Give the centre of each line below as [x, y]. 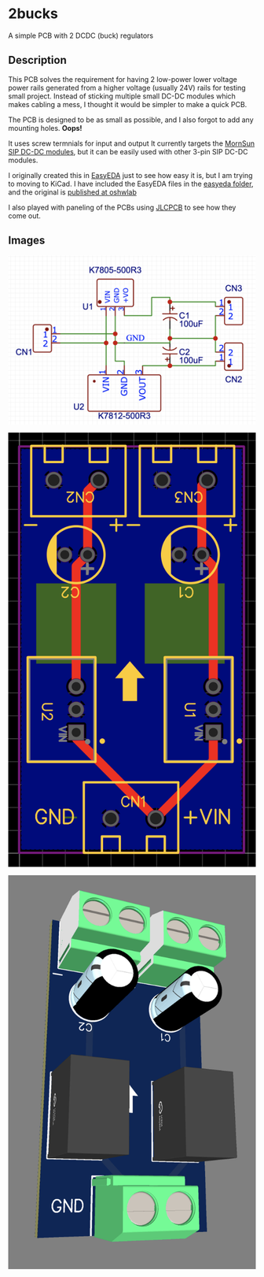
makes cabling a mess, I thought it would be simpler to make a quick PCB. [128, 104]
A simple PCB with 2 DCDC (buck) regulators [81, 35]
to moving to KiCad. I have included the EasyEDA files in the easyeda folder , [131, 184]
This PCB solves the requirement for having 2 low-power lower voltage [123, 79]
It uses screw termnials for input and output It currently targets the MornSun [132, 143]
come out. [25, 215]
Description [37, 60]
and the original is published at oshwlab [73, 192]
